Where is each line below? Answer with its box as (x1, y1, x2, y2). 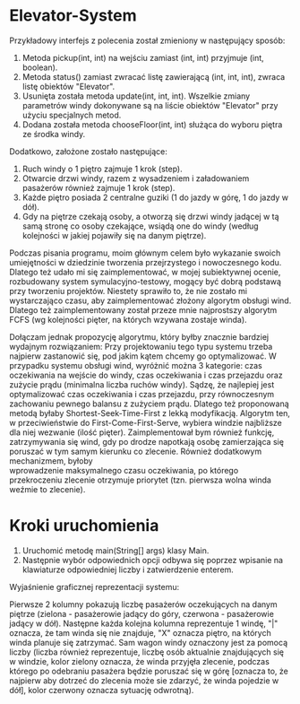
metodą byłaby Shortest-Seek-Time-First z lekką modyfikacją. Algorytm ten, (9, 407, 291, 418)
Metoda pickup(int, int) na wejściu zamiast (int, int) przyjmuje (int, (21, 52, 264, 63)
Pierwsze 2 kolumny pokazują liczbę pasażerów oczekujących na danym (9, 598, 278, 610)
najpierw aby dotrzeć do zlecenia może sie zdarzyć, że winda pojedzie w (9, 674, 279, 686)
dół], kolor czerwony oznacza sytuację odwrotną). (9, 684, 194, 695)
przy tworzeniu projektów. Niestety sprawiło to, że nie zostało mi (9, 285, 248, 296)
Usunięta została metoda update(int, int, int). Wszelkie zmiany (21, 91, 251, 101)
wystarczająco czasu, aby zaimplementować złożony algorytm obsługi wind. (9, 295, 292, 306)
